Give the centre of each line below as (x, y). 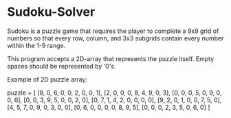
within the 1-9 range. (36, 45)
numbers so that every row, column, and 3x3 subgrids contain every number (115, 38)
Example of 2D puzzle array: (47, 79)
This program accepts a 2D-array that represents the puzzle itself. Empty (111, 58)
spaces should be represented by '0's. (62, 66)
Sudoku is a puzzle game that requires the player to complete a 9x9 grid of (113, 31)
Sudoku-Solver (51, 12)
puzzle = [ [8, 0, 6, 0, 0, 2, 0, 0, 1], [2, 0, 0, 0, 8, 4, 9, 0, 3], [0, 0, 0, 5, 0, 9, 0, (114, 93)
